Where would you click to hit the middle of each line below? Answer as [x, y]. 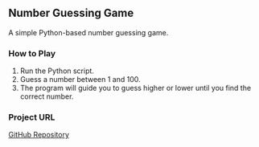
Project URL [32, 117]
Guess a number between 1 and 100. [80, 80]
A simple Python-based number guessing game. [88, 32]
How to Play [32, 53]
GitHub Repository [39, 135]
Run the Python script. [57, 71]
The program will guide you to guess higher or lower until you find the [136, 88]
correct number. [47, 96]
